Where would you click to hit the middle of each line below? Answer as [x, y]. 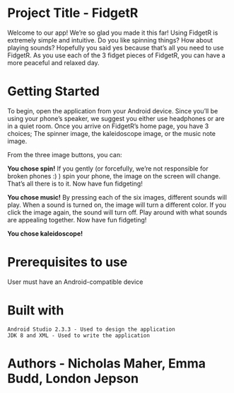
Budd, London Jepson [73, 378]
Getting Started [54, 92]
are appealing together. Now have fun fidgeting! [77, 220]
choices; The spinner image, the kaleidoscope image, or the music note [111, 133]
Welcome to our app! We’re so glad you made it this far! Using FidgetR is [113, 33]
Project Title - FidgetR [73, 13]
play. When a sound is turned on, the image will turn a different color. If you [117, 205]
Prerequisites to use [68, 262]
